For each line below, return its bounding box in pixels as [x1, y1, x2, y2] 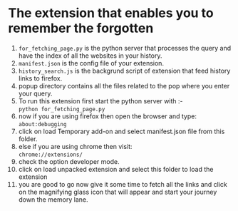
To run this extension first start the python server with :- [18, 96, 184, 105]
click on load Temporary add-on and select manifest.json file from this [18, 127, 225, 135]
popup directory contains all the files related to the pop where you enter [18, 81, 230, 90]
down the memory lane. [18, 195, 88, 204]
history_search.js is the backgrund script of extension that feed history [18, 66, 231, 75]
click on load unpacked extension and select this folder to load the [18, 165, 214, 173]
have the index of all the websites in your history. [18, 51, 162, 60]
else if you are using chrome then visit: [18, 142, 133, 150]
